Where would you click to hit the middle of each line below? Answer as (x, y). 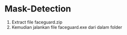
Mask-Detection (38, 9)
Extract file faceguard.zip (37, 22)
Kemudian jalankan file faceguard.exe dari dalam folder (67, 27)
